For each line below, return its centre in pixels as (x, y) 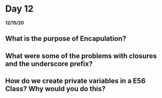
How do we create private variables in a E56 (75, 81)
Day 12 (19, 9)
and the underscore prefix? (49, 64)
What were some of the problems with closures (81, 56)
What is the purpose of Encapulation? (66, 39)
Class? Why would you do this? (56, 89)
